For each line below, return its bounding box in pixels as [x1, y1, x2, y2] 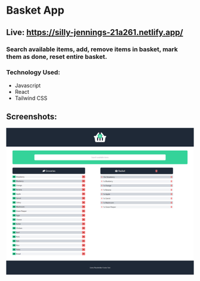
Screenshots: [6, 112, 58, 122]
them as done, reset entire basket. [6, 52, 107, 61]
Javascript [14, 81, 41, 89]
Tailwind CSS [14, 94, 48, 102]
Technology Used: [6, 68, 61, 77]
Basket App [6, 4, 64, 17]
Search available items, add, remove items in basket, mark [6, 45, 178, 53]
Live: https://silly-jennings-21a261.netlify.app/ [6, 27, 183, 37]
